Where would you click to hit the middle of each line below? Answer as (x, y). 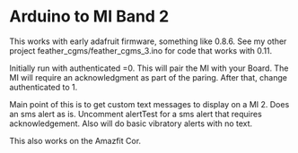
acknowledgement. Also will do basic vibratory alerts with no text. (131, 123)
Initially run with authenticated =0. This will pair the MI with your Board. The (149, 68)
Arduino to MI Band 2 (89, 17)
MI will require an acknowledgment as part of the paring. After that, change (148, 77)
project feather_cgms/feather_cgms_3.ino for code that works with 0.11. (141, 50)
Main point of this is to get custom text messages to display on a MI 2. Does (149, 104)
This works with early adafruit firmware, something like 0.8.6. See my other (148, 41)
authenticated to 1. (44, 87)
